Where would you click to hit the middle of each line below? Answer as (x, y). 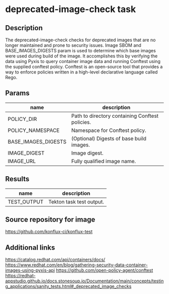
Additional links (30, 247)
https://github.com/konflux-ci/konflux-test (49, 232)
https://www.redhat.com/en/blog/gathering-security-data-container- (76, 265)
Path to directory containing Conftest (115, 116)
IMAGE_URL (22, 161)
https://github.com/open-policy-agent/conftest (105, 270)
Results (17, 179)
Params (17, 93)
